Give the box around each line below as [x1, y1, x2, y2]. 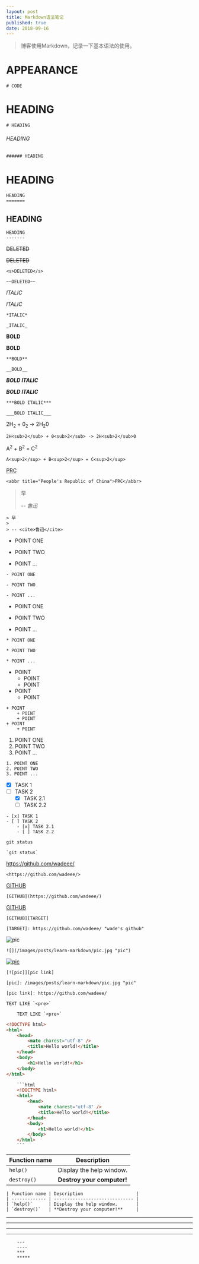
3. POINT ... [6, 770, 38, 777]
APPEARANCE [6, 64, 78, 77]
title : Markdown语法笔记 [6, 14, 64, 20]
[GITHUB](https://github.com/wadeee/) [6, 893, 102, 899]
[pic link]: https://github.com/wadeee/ [6, 990, 108, 996]
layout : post [6, 8, 38, 15]
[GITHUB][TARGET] [6, 915, 49, 921]
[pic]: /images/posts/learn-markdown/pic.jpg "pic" [6, 979, 136, 986]
